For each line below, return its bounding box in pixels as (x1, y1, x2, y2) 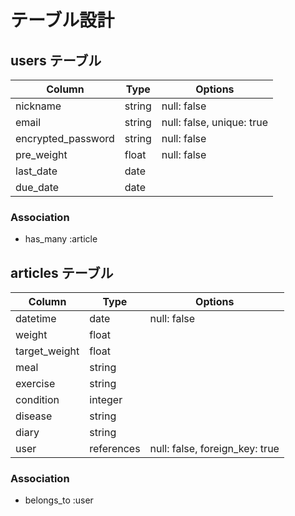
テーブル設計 (10, 9, 115, 32)
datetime (15, 312, 57, 326)
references (89, 442, 141, 456)
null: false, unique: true (161, 116, 268, 129)
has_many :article (24, 233, 98, 245)
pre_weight (15, 148, 68, 161)
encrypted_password (15, 132, 115, 145)
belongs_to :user (24, 494, 94, 506)
